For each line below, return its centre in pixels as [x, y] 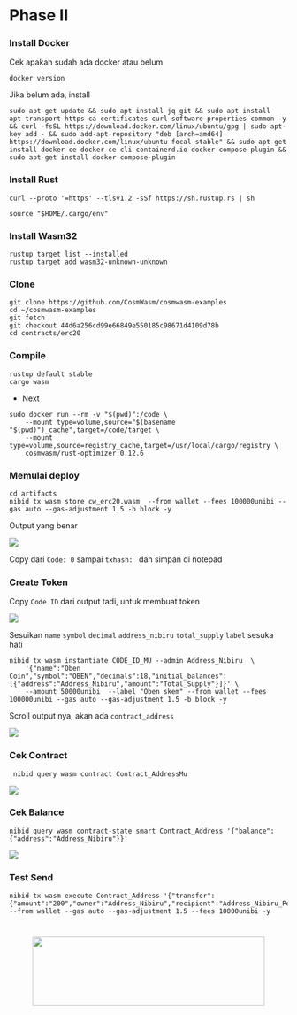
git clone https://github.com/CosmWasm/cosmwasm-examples [118, 303]
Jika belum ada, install [50, 95]
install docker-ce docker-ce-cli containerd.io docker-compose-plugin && [148, 150]
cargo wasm [29, 381]
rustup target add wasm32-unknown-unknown [88, 262]
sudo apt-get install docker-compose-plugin [92, 158]
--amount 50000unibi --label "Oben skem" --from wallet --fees [146, 692]
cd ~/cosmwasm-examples [53, 311]
